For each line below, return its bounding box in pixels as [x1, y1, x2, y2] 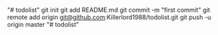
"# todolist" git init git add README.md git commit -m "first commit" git [7, 6, 210, 14]
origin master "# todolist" [7, 21, 80, 28]
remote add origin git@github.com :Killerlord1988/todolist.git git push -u [7, 13, 212, 21]
